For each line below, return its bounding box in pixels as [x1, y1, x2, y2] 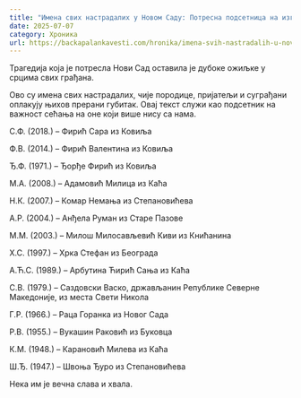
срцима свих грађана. [9, 73, 94, 83]
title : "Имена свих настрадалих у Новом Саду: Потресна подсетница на [9, 13, 279, 22]
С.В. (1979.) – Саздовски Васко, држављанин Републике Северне [9, 282, 260, 293]
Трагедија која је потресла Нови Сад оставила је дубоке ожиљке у [9, 63, 266, 74]
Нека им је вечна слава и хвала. [9, 378, 133, 390]
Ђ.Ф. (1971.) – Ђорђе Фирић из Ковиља [9, 160, 157, 171]
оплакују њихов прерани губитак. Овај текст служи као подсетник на [9, 99, 276, 110]
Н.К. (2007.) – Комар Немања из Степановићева [9, 195, 193, 206]
